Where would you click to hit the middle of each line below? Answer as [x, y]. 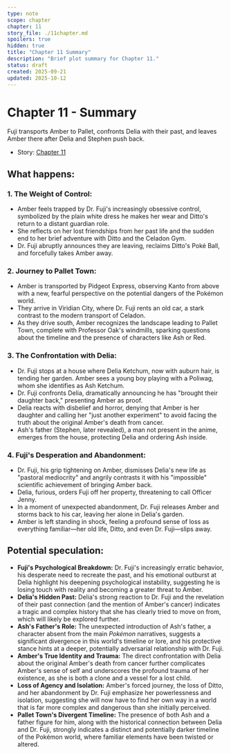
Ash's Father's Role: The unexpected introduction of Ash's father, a [114, 626]
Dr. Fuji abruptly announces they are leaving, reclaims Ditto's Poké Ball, [118, 246]
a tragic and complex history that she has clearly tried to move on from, [119, 611]
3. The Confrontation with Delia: [62, 356]
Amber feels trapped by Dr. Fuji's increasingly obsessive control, [109, 209]
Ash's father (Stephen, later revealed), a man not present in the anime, [117, 430]
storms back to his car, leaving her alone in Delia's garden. [101, 514]
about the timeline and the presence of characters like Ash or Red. [111, 337]
